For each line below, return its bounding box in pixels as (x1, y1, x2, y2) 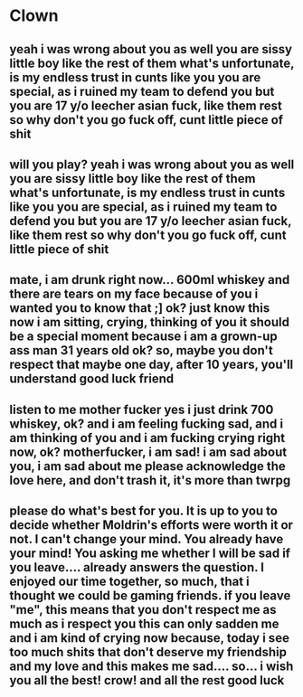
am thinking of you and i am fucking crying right (9, 430, 286, 446)
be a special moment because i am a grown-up (9, 329, 278, 344)
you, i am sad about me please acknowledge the (9, 458, 287, 474)
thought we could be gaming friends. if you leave (9, 589, 291, 604)
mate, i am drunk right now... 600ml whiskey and (9, 272, 290, 287)
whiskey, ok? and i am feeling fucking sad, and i (9, 416, 283, 431)
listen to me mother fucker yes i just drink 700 (9, 401, 274, 417)
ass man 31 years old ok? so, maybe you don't (9, 343, 273, 358)
